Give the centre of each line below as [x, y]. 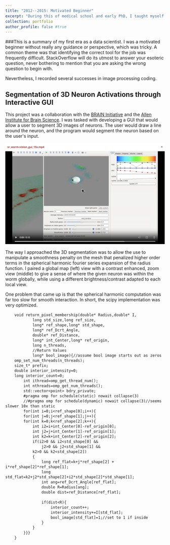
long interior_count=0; [39, 376]
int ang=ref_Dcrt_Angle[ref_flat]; [79, 482]
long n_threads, [49, 345]
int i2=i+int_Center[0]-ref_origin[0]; [74, 426]
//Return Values [49, 351]
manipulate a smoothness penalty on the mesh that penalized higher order [83, 258]
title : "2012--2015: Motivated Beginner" [50, 11]
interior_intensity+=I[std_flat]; [87, 513]
